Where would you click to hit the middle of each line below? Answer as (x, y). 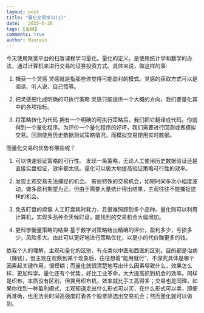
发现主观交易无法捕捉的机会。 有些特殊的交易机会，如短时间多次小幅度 (104, 181)
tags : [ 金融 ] (22, 29)
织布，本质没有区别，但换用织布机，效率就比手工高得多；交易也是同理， (102, 281)
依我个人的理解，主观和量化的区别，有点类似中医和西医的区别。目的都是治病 (102, 250)
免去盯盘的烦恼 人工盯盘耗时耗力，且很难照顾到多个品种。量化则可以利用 (106, 209)
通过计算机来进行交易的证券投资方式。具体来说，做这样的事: (92, 66)
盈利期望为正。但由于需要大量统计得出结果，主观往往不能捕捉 (114, 189)
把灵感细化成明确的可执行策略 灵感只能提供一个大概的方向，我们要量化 (104, 99)
